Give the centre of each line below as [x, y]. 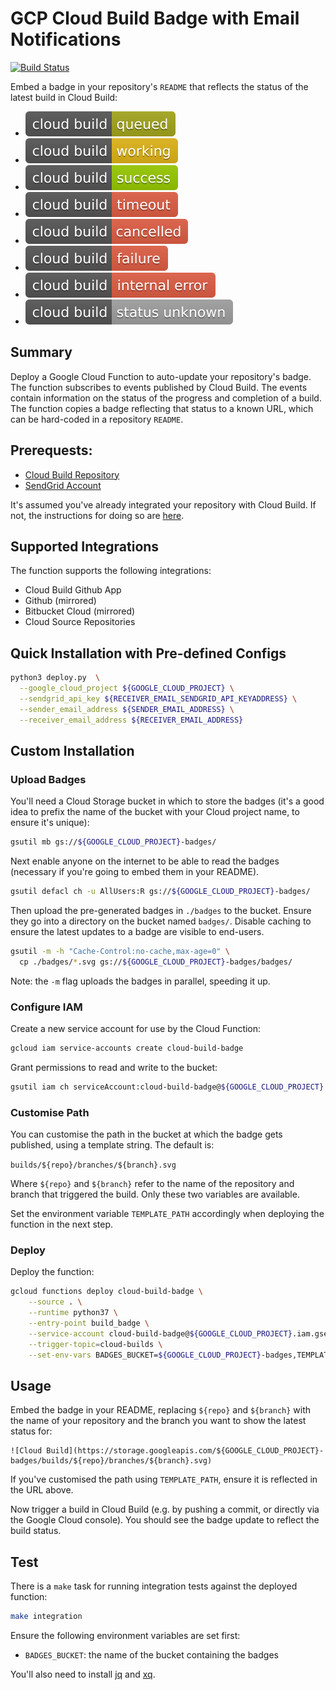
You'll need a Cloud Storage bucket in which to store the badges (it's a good [167, 801]
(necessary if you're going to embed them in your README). [135, 872]
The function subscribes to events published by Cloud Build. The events [159, 387]
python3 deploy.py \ [55, 678]
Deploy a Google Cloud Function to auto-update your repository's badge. [161, 376]
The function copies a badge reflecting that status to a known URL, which [162, 408]
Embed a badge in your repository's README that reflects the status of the [159, 86]
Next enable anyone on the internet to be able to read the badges [145, 861]
